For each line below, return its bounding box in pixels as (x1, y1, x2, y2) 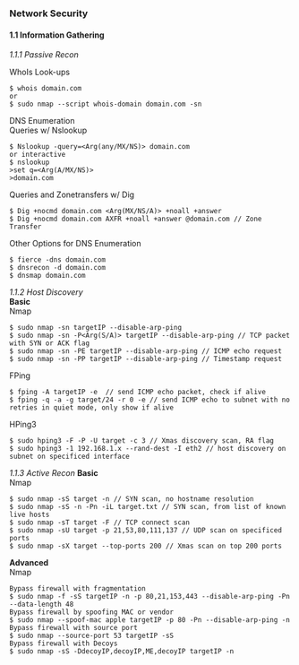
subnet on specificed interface (9, 452, 130, 462)
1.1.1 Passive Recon (9, 49, 79, 60)
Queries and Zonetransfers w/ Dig (9, 189, 135, 200)
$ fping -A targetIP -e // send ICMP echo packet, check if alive (9, 388, 267, 397)
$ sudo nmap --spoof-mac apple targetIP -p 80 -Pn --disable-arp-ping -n (9, 616, 291, 625)
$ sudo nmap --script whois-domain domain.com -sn (9, 99, 202, 109)
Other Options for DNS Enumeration (9, 238, 141, 249)
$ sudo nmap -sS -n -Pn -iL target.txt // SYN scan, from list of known (9, 503, 286, 512)
